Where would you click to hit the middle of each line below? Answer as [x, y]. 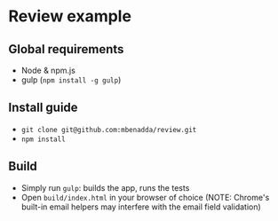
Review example [70, 16]
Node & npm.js [48, 70]
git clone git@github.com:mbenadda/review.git [109, 130]
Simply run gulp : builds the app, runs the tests [105, 187]
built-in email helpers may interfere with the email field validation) [141, 207]
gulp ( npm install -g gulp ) [71, 80]
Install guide [43, 108]
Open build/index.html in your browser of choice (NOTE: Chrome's [145, 197]
